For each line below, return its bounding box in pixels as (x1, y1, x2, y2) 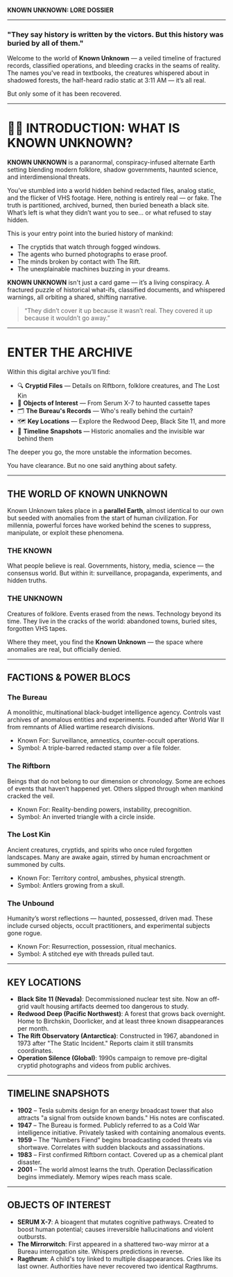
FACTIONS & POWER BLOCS (7, 671, 130, 683)
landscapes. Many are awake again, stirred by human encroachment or (7, 853, 211, 861)
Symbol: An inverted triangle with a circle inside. (17, 812, 156, 821)
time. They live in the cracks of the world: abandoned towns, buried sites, (7, 617, 217, 625)
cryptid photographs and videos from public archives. (17, 1061, 171, 1069)
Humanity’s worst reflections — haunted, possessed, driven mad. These (7, 914, 213, 922)
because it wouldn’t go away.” (24, 314, 110, 322)
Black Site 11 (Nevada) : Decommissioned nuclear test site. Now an (17, 995, 208, 1003)
